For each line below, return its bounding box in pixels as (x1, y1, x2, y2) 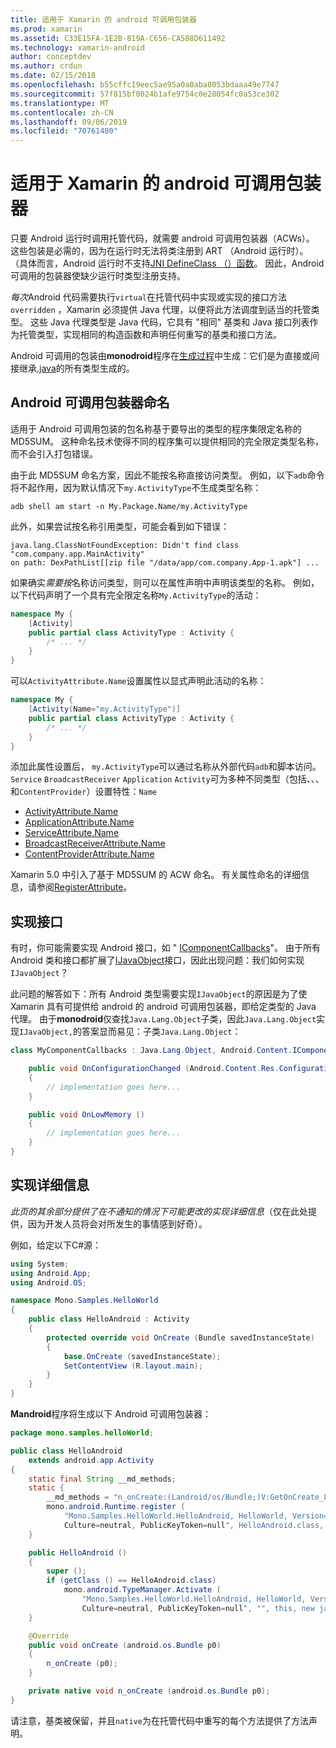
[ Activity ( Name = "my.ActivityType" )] (28, 704, 182, 714)
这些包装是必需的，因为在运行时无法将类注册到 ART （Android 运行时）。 (10, 245, 309, 257)
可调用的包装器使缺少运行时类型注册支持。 (10, 270, 186, 282)
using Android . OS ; (10, 1277, 87, 1288)
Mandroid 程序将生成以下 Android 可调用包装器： (10, 1408, 212, 1420)
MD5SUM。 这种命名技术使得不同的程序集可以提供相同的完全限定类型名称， (10, 435, 325, 447)
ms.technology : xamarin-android (10, 42, 145, 53)
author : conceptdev (10, 52, 92, 62)
